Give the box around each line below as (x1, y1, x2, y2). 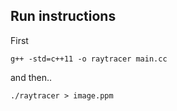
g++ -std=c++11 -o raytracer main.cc (10, 54, 168, 64)
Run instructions (10, 8, 117, 25)
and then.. (10, 71, 53, 83)
